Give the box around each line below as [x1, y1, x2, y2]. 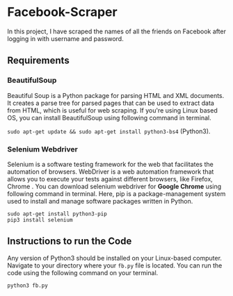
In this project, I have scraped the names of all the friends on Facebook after [7, 27, 226, 35]
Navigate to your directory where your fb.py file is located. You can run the [7, 261, 223, 270]
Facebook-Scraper [7, 4, 118, 20]
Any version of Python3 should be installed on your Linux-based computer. [7, 254, 223, 262]
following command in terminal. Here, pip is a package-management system [7, 189, 226, 198]
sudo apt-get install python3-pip [7, 210, 108, 217]
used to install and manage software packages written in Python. [7, 197, 193, 205]
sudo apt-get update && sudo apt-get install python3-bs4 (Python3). [7, 126, 211, 135]
